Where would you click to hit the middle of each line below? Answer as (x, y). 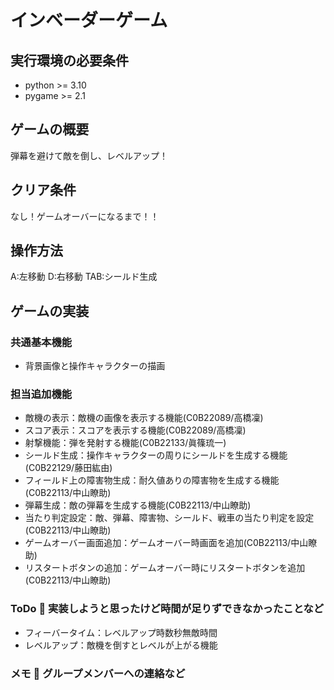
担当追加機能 (41, 394)
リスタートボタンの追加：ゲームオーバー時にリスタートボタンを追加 (165, 568)
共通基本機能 (41, 342)
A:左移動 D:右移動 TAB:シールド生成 (84, 277)
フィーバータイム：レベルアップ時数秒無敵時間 (121, 632)
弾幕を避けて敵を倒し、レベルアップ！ (89, 155)
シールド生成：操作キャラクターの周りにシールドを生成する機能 (156, 455)
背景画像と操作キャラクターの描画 (95, 366)
